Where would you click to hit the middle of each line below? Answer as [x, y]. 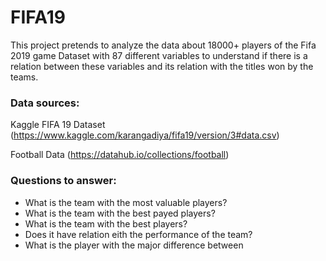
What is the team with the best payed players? [120, 213]
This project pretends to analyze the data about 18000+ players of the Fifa [163, 45]
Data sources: [45, 103]
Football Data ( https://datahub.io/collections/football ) [120, 155]
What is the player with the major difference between [134, 245]
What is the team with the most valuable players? [126, 202]
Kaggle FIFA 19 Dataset [58, 125]
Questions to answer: [63, 181]
